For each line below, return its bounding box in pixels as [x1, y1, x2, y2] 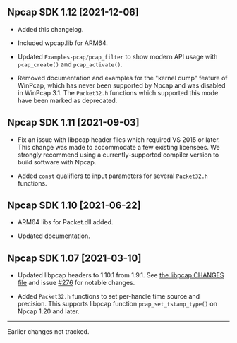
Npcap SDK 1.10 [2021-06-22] [7, 200, 141, 212]
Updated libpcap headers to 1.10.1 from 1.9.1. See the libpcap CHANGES [17, 271, 224, 279]
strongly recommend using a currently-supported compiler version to [17, 150, 219, 159]
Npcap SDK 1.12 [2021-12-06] [7, 6, 139, 18]
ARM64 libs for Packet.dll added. [17, 218, 114, 227]
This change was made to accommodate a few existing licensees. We [17, 143, 220, 151]
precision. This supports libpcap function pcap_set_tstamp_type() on [17, 300, 217, 308]
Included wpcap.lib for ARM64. [17, 39, 108, 47]
